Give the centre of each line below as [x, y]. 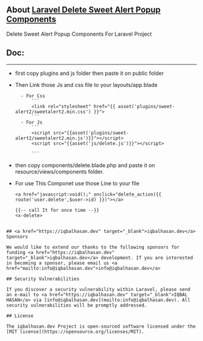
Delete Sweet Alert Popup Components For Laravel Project [79, 34]
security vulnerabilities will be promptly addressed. [77, 305]
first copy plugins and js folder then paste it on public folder [89, 73]
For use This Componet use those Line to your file [77, 183]
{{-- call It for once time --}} [57, 210]
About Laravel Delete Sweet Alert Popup [84, 10]
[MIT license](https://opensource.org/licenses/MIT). [76, 331]
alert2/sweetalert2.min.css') [53, 112]
